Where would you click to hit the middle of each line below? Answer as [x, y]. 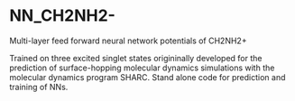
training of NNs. [39, 87]
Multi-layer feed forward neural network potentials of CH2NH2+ [128, 41]
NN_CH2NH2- [62, 16]
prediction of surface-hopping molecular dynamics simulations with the [142, 68]
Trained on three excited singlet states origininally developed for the [136, 58]
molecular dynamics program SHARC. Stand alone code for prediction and [147, 77]
